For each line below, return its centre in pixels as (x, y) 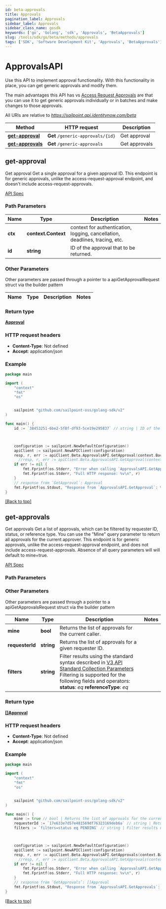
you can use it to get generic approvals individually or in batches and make (82, 100)
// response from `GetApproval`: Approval (58, 483)
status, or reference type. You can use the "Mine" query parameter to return (83, 534)
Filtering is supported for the (93, 675)
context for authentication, (101, 227)
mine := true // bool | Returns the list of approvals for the (81, 819)
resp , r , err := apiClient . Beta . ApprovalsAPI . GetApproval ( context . (85, 455)
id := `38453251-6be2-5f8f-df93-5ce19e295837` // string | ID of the (87, 428)
